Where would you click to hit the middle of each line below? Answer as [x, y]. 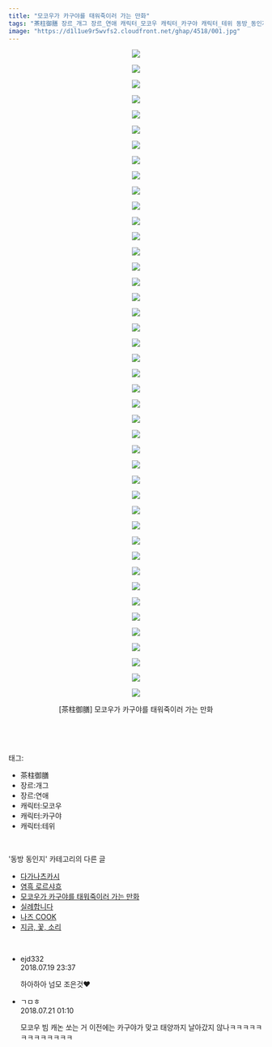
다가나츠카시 [40, 877]
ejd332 [32, 959]
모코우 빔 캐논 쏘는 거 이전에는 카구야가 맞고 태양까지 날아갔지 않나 [125, 1028]
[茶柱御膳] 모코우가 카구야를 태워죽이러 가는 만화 [136, 709]
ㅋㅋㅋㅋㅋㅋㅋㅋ [46, 1038]
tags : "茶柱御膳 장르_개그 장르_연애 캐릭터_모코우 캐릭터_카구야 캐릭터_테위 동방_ [130, 24]
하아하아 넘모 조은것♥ [55, 985]
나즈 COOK [38, 917]
